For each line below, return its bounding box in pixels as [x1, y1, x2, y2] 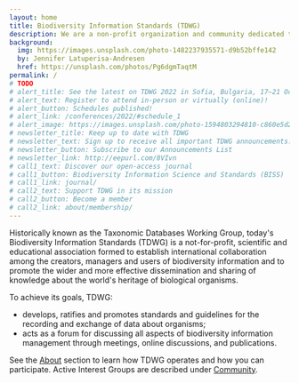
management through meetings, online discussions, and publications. [21, 337, 278, 347]
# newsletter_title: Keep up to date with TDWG [9, 129, 190, 138]
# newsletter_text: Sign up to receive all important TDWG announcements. [9, 137, 293, 146]
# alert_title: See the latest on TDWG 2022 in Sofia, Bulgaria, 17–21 [9, 87, 280, 96]
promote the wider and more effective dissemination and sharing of [9, 265, 256, 275]
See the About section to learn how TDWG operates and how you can [9, 355, 265, 365]
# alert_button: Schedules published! [9, 104, 153, 113]
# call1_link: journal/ [9, 179, 98, 188]
